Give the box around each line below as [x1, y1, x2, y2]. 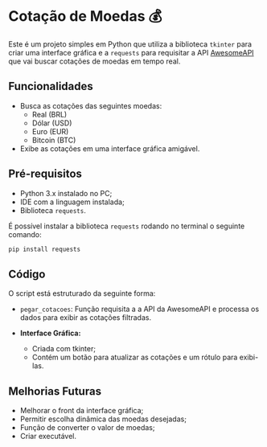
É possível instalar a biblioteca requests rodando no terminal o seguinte [8, 221, 245, 231]
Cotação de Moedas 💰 [8, 7, 162, 26]
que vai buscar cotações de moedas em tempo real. [8, 56, 181, 66]
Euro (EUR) [31, 126, 69, 136]
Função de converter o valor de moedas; [19, 423, 155, 433]
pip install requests [8, 245, 81, 253]
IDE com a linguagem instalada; [19, 197, 125, 207]
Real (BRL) [31, 109, 68, 119]
